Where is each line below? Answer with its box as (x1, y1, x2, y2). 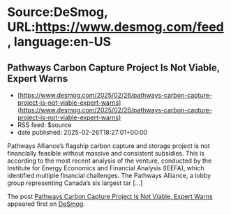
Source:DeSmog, (7, 4, 108, 20)
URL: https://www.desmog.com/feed (7, 19, 225, 35)
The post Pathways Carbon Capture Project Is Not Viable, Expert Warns (7, 193, 213, 200)
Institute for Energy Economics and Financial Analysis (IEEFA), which (7, 164, 204, 172)
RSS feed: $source (17, 121, 72, 129)
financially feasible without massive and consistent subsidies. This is (7, 149, 204, 157)
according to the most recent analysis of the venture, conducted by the (7, 156, 212, 165)
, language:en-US (7, 34, 112, 50)
